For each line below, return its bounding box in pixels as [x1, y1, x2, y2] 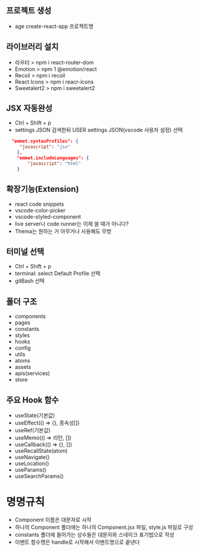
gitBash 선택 [14, 277, 45, 284]
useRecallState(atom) [14, 447, 68, 454]
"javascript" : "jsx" [19, 144, 70, 150]
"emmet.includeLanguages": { [17, 155, 89, 161]
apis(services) [14, 370, 51, 377]
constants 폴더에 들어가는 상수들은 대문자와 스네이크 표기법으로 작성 [14, 531, 175, 538]
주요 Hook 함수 [6, 395, 59, 405]
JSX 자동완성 [6, 103, 52, 113]
